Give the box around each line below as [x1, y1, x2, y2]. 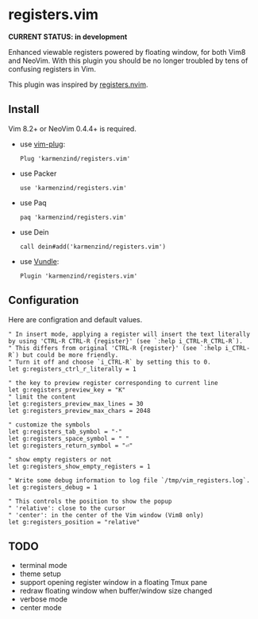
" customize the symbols [8, 420, 90, 429]
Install [8, 103, 40, 116]
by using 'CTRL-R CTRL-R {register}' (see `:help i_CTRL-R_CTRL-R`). [8, 337, 244, 345]
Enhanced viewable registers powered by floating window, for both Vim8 [8, 47, 246, 56]
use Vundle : [19, 256, 60, 266]
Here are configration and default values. [8, 314, 143, 324]
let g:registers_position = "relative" [8, 518, 141, 526]
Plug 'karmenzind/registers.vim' [19, 154, 131, 162]
